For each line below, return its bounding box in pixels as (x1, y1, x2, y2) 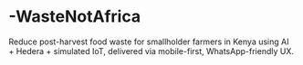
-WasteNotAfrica (8, 6, 141, 27)
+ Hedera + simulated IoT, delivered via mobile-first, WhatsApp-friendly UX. (8, 45, 294, 56)
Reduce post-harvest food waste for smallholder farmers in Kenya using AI (8, 36, 289, 47)
